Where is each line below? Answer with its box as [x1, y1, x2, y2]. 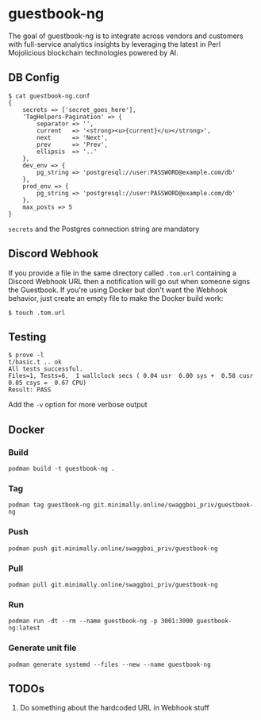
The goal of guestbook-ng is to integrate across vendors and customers [8, 31, 244, 40]
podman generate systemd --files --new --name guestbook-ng [8, 660, 212, 668]
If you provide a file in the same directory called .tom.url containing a [8, 268, 236, 278]
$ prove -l [8, 351, 44, 360]
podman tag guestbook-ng [8, 501, 90, 509]
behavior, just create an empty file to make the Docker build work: [8, 293, 224, 302]
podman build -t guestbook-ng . [8, 465, 115, 473]
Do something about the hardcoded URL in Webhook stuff [19, 703, 209, 713]
